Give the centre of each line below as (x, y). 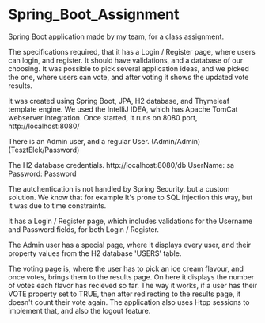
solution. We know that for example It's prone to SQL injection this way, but (131, 197)
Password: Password (42, 173)
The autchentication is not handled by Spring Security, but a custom (119, 188)
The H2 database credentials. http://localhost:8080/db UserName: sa (121, 165)
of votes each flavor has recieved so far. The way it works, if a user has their (133, 285)
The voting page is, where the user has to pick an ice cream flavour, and (126, 268)
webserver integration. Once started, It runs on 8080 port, (103, 117)
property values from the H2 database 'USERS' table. (95, 253)
